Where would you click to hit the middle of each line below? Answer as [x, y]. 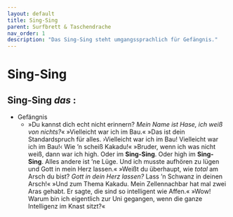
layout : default [31, 14]
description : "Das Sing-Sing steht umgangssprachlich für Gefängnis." [113, 40]
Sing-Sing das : [42, 100]
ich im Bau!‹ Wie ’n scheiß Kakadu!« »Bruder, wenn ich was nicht [122, 147]
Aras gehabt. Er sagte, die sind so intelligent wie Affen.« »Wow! [119, 191]
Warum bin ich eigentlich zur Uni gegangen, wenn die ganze [115, 199]
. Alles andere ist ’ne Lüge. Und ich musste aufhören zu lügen [131, 162]
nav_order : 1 [26, 33]
